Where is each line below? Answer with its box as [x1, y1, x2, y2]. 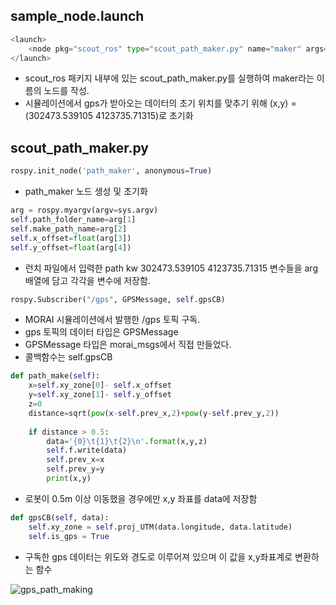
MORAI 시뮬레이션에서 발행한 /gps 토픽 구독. [24, 314, 201, 326]
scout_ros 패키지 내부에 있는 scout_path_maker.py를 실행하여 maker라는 [24, 72, 315, 84]
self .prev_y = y [46, 464, 105, 474]
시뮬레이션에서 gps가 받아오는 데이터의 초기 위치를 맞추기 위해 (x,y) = [24, 97, 297, 109]
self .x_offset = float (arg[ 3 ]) [10, 233, 132, 243]
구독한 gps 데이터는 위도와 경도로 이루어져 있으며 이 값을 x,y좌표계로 [24, 550, 293, 563]
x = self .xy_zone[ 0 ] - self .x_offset [28, 380, 172, 391]
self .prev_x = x [46, 455, 105, 465]
